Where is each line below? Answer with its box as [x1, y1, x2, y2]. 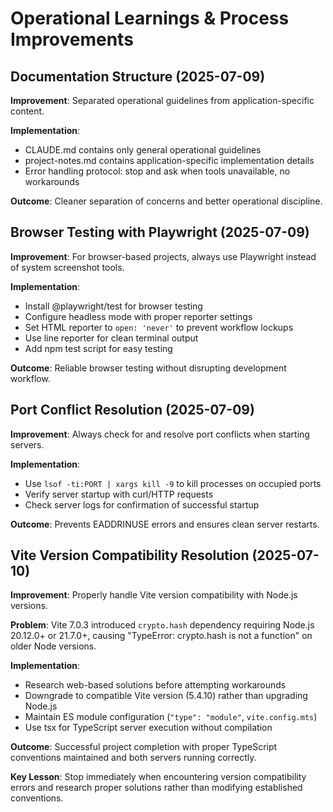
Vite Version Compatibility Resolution [10, 547, 250, 564]
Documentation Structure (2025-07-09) [10, 68, 266, 85]
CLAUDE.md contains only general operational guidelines [24, 144, 262, 156]
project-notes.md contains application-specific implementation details [24, 155, 315, 166]
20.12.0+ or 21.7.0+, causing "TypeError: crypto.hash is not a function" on [10, 630, 313, 642]
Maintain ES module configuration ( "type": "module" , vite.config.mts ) [24, 711, 318, 723]
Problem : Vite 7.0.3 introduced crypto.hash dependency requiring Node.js [10, 619, 315, 631]
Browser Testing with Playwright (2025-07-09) [10, 224, 310, 241]
